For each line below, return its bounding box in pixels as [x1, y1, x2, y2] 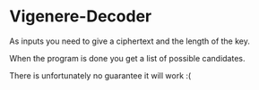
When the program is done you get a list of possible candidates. [9, 53, 246, 63]
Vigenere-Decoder [9, 6, 152, 27]
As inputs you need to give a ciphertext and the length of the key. [9, 36, 251, 46]
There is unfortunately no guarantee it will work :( [9, 70, 192, 81]
